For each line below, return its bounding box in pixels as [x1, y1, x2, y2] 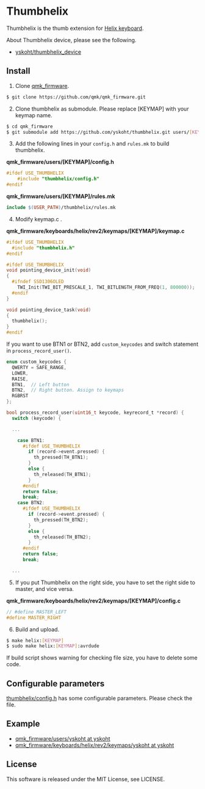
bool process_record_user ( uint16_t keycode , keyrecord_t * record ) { [6, 409, 184, 416]
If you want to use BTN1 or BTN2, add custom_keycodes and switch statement [6, 340, 198, 348]
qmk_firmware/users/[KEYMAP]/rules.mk [6, 193, 115, 200]
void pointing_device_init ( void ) [6, 267, 92, 273]
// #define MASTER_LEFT [6, 609, 67, 615]
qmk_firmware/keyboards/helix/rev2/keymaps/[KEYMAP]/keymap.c [6, 227, 185, 235]
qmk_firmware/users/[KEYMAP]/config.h [6, 158, 115, 166]
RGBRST [12, 393, 29, 399]
